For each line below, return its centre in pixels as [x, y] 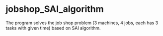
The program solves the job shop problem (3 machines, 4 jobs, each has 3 [82, 23]
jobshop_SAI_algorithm [55, 9]
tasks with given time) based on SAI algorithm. [53, 28]
